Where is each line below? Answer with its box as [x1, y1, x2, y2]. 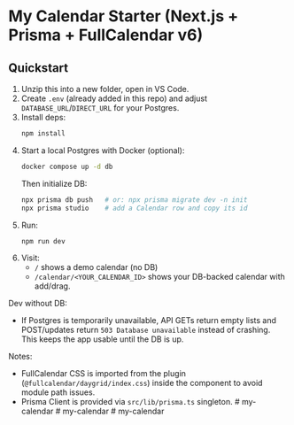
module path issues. [20, 387, 96, 398]
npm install [20, 129, 66, 138]
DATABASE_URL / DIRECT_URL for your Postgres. [20, 103, 180, 112]
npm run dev [20, 236, 66, 245]
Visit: [20, 252, 41, 263]
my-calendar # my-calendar [62, 406, 165, 417]
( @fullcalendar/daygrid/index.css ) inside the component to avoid [20, 378, 263, 389]
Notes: [8, 352, 33, 362]
